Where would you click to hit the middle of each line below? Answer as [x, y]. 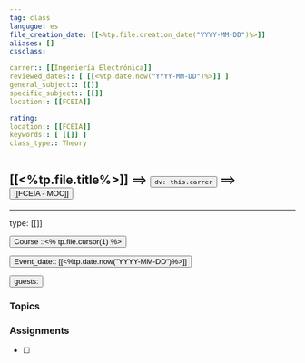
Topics [25, 306]
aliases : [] [32, 43]
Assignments [39, 330]
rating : [24, 118]
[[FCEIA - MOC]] [42, 194]
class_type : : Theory [49, 143]
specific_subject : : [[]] [56, 93]
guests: [26, 281]
